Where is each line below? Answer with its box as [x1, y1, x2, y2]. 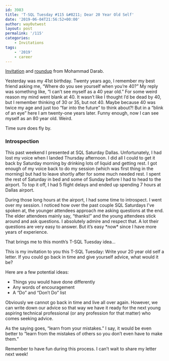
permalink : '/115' [5, 31, 44, 36]
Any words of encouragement [12, 284, 75, 290]
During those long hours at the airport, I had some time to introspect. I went [5, 196, 162, 202]
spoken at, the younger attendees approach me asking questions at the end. [5, 208, 164, 214]
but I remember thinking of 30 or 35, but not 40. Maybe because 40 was [5, 99, 156, 106]
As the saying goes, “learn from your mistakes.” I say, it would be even [5, 325, 152, 331]
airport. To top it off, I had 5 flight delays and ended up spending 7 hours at [5, 181, 161, 187]
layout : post [5, 26, 33, 31]
